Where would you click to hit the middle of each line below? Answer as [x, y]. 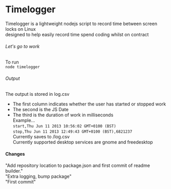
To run [12, 62]
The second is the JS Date [41, 110]
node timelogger [23, 67]
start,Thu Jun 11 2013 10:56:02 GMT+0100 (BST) [64, 127]
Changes [15, 154]
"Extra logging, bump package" [38, 176]
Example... [24, 120]
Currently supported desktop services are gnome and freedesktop [83, 142]
